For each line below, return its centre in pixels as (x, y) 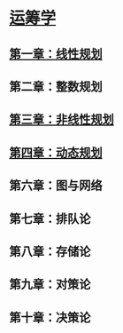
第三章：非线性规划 (61, 119)
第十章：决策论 (50, 317)
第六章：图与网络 (56, 186)
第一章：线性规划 (56, 54)
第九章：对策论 (50, 285)
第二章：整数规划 (56, 87)
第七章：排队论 (50, 218)
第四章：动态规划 (56, 152)
